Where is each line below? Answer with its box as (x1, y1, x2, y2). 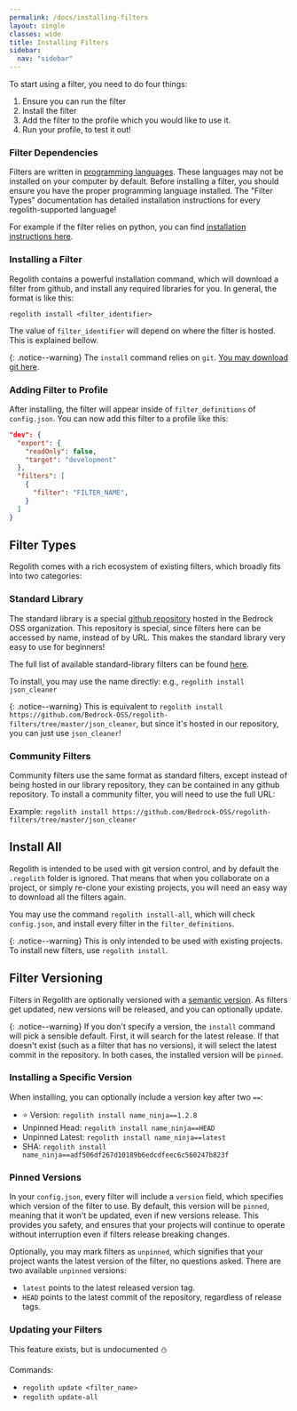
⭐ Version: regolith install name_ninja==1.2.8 (21, 1109, 198, 1120)
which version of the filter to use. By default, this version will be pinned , (9, 1201, 270, 1212)
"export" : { (17, 438, 62, 447)
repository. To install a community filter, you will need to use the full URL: (9, 789, 276, 799)
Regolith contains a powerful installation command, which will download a (9, 273, 279, 285)
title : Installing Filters (9, 37, 109, 47)
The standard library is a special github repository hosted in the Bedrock (9, 613, 274, 623)
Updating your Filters (9, 1324, 103, 1336)
